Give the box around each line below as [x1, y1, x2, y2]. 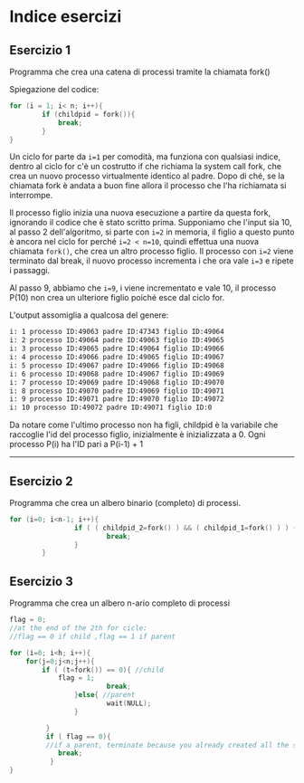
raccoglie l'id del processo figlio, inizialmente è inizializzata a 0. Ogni [9, 429, 266, 440]
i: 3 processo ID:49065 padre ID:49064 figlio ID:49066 [9, 344, 224, 354]
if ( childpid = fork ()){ [42, 110, 136, 119]
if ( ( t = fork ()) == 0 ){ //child [42, 665, 165, 674]
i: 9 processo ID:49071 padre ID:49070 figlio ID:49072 [9, 395, 224, 404]
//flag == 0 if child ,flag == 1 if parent [9, 632, 176, 641]
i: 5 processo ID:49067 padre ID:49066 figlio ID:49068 [9, 360, 224, 370]
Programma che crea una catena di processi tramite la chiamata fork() [9, 66, 271, 77]
